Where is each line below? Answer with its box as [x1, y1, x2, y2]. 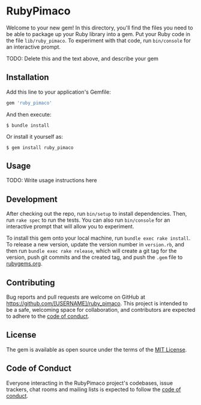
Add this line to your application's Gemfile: [6, 88, 111, 96]
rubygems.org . [6, 260, 43, 267]
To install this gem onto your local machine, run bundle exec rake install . [6, 234, 191, 242]
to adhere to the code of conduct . [6, 312, 90, 320]
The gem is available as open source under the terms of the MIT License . [6, 346, 187, 353]
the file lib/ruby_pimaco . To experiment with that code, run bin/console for [6, 37, 191, 44]
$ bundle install [6, 122, 50, 129]
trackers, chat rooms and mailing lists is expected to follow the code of [6, 386, 181, 393]
